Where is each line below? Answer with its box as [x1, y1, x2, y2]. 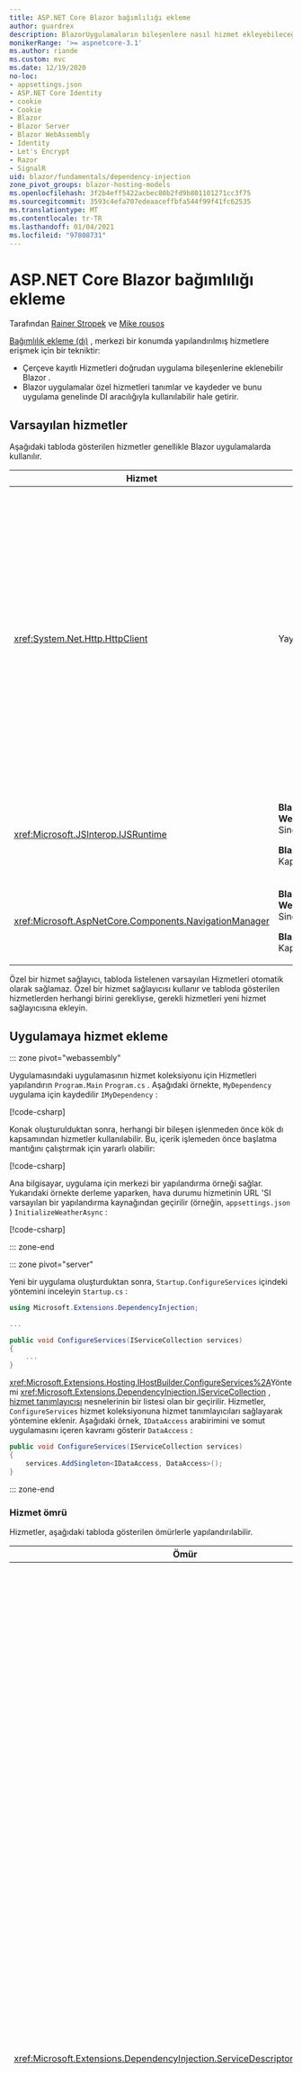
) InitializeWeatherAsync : [9, 1207, 108, 1217]
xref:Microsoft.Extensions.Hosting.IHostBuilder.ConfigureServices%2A [9, 1378, 271, 1388]
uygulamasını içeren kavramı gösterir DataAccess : [9, 1425, 193, 1436]
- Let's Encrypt [9, 147, 70, 156]
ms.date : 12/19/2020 [9, 64, 87, 73]
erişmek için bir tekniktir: [9, 345, 101, 356]
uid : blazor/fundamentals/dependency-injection [9, 172, 191, 181]
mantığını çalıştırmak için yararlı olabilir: [9, 1143, 155, 1153]
